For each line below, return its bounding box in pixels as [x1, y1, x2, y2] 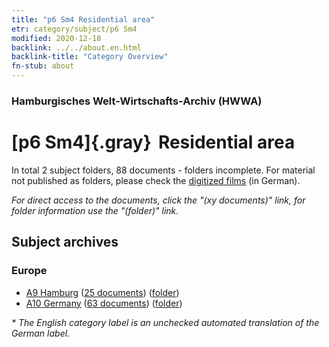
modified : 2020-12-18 [11, 33, 102, 43]
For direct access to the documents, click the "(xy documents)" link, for [11, 194, 306, 206]
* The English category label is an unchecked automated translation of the [11, 316, 320, 328]
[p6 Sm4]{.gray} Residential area [11, 131, 296, 154]
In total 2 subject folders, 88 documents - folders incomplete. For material [11, 164, 316, 176]
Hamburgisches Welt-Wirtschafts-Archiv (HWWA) [11, 94, 263, 108]
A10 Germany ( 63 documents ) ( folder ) [25, 297, 183, 309]
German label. [11, 327, 71, 339]
